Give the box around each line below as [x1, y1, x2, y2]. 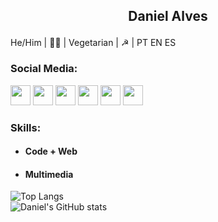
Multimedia [24, 168, 74, 180]
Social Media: [10, 62, 78, 76]
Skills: [10, 120, 42, 134]
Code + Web [24, 145, 78, 158]
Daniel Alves [128, 8, 208, 25]
